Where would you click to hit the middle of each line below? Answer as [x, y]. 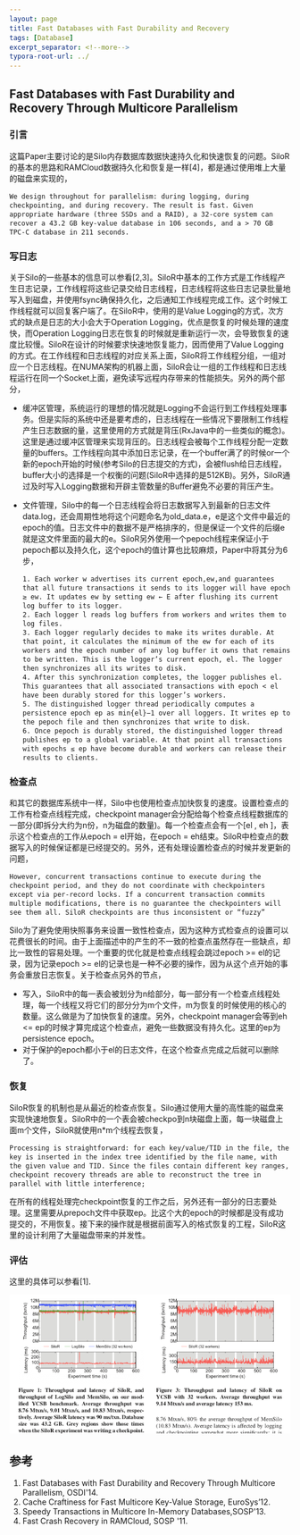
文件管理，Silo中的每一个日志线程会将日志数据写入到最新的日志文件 [146, 506]
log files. [42, 624]
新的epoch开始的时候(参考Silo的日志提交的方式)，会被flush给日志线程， [154, 464]
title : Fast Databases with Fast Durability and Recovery [119, 28]
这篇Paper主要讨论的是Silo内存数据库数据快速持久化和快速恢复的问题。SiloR [150, 155]
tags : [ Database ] [42, 38]
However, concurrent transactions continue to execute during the [135, 877]
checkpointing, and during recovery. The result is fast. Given [131, 206]
